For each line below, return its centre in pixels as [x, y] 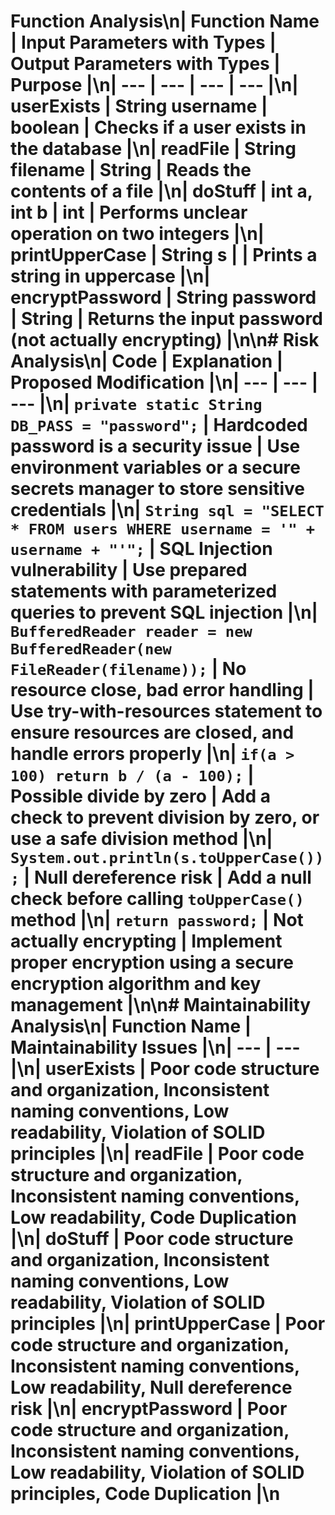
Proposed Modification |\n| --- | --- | [164, 382]
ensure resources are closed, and [152, 732]
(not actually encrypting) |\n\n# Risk [165, 340]
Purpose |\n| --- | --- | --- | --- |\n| [154, 85]
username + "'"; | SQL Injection [141, 549]
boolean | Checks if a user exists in [158, 127]
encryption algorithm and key [136, 984]
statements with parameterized [144, 591]
